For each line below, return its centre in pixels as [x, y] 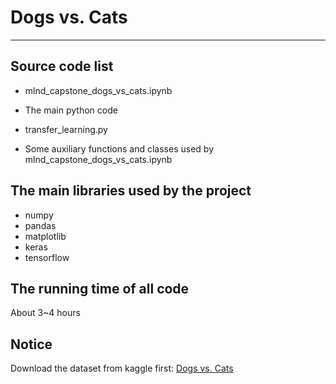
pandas [40, 225]
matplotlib [45, 236]
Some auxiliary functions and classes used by [119, 148]
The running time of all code [100, 288]
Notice [31, 344]
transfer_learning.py [66, 129]
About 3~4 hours [45, 313]
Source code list [62, 66]
